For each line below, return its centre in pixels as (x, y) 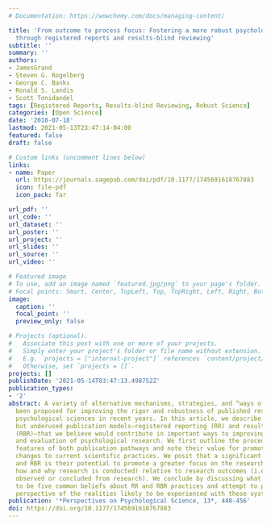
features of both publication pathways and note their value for (128, 448)
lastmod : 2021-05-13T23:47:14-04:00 (70, 128)
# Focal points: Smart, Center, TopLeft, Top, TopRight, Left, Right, (129, 291)
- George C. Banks (39, 83)
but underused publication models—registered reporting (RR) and (128, 426)
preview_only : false (50, 322)
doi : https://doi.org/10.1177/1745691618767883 (90, 509)
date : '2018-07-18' (41, 121)
